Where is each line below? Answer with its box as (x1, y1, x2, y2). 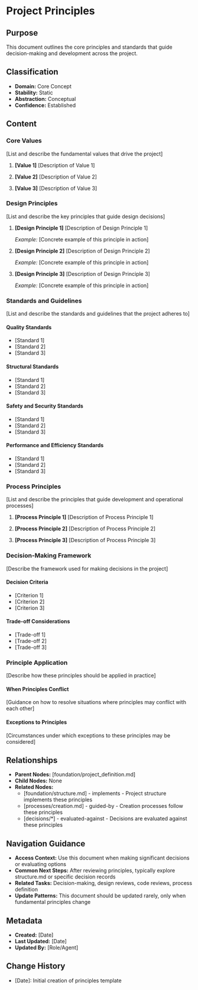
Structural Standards (6, 363, 59, 370)
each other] (6, 705, 35, 712)
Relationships (6, 755, 58, 765)
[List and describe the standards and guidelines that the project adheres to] (6, 310, 190, 317)
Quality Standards (6, 323, 52, 330)
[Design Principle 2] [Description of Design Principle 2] (14, 247, 150, 254)
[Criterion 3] (14, 604, 45, 612)
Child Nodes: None (14, 777, 62, 784)
